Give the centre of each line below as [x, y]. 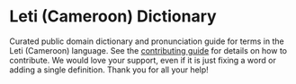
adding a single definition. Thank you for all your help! [109, 70]
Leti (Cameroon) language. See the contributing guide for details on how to [148, 50]
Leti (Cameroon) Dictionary [113, 17]
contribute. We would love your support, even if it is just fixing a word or [143, 60]
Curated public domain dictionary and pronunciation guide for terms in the [147, 41]
